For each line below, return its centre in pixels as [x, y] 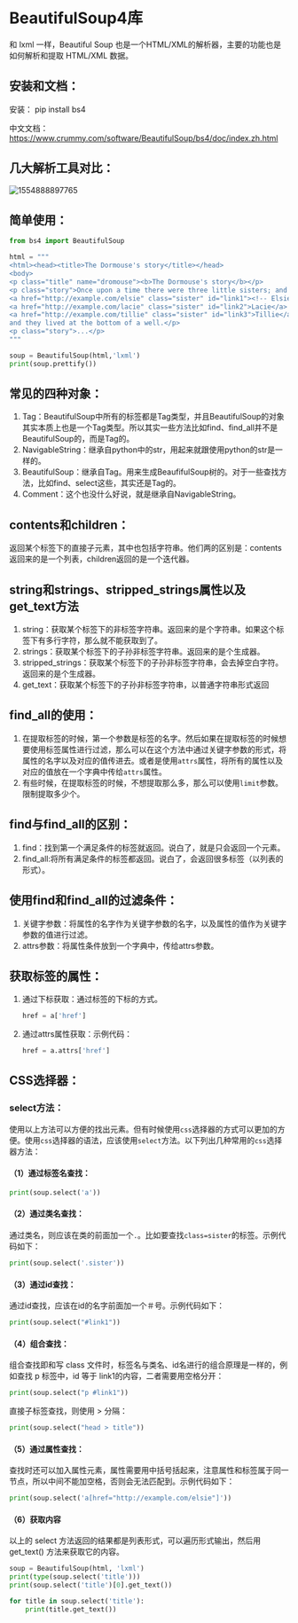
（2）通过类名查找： [47, 1214]
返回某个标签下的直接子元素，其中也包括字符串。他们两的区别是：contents [145, 548]
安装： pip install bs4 [47, 109]
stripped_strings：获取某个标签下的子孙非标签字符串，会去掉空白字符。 [153, 663]
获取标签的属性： [56, 976]
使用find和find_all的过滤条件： [94, 901]
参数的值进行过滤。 [57, 934]
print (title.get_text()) [71, 1609]
